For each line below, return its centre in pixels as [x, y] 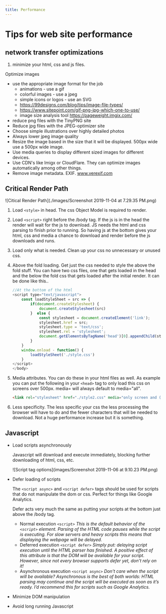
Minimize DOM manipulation [41, 596]
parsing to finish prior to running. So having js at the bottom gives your [84, 230]
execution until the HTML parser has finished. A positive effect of [86, 550]
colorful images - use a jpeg [49, 94]
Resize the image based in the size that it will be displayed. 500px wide [85, 141]
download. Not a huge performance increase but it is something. [78, 418]
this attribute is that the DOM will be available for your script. [82, 555]
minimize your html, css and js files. [49, 64]
